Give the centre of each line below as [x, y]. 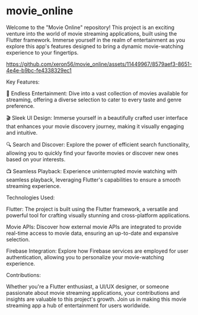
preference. [20, 106]
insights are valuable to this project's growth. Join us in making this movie [96, 299]
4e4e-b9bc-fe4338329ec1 [39, 70]
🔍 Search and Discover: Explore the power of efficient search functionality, [98, 144]
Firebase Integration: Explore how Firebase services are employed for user [97, 251]
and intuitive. [22, 132]
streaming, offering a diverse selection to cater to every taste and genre [94, 100]
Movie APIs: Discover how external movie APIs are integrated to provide [94, 227]
